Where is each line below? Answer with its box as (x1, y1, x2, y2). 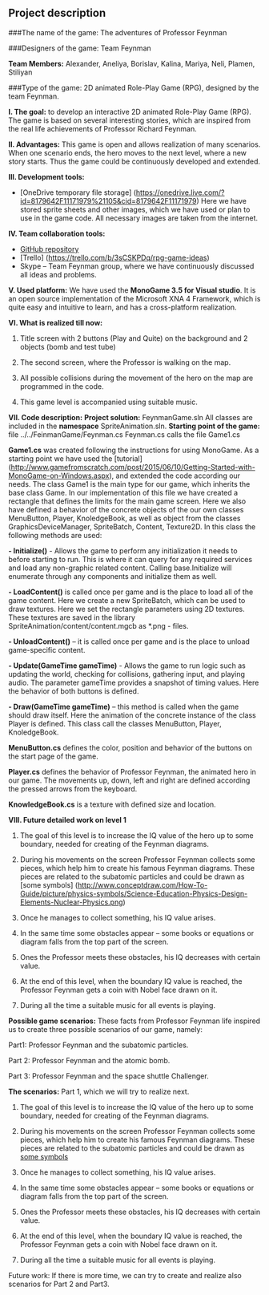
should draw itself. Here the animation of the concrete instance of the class (8, 710, 256, 720)
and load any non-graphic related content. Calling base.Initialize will (8, 563, 232, 573)
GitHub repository (19, 244, 79, 253)
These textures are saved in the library (8, 613, 136, 622)
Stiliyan (8, 67, 33, 77)
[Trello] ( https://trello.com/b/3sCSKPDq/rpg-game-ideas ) (19, 253, 210, 262)
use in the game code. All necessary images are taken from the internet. (19, 212, 259, 223)
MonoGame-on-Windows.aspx (8, 471, 110, 480)
